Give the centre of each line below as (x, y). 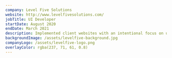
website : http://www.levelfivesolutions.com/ (55, 15)
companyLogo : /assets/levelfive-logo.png (50, 43)
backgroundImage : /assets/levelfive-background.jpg (61, 38)
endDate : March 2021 (27, 29)
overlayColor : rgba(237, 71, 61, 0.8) (47, 47)
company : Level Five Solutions (39, 10)
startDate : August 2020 (31, 24)
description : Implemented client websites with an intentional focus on (84, 33)
